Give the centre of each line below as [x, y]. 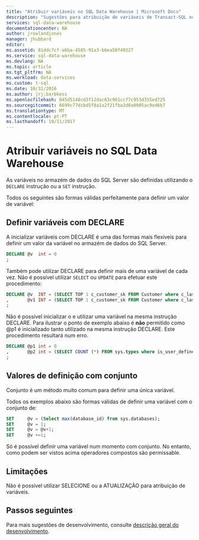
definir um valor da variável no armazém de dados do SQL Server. [86, 243]
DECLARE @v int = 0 [32, 254]
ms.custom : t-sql [28, 83]
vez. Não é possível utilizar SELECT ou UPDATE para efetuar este [82, 277]
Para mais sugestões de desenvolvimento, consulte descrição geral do [92, 525]
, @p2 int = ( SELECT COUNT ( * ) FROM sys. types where [81, 352]
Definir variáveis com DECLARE [65, 223]
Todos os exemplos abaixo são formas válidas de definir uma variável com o [99, 401]
